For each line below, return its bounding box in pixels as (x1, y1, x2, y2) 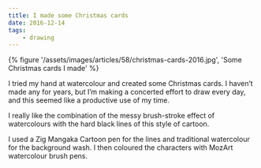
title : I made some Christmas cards (8, 11, 129, 20)
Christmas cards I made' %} (8, 64, 99, 73)
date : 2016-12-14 (8, 19, 65, 27)
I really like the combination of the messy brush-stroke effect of (8, 111, 215, 121)
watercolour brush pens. (8, 151, 88, 161)
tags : (8, 26, 26, 34)
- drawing (22, 33, 55, 42)
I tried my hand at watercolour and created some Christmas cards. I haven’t (8, 79, 254, 88)
